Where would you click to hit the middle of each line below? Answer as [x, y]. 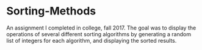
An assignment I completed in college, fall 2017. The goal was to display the [101, 28]
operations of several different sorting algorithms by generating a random [99, 34]
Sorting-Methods [51, 11]
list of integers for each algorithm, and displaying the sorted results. [92, 40]
